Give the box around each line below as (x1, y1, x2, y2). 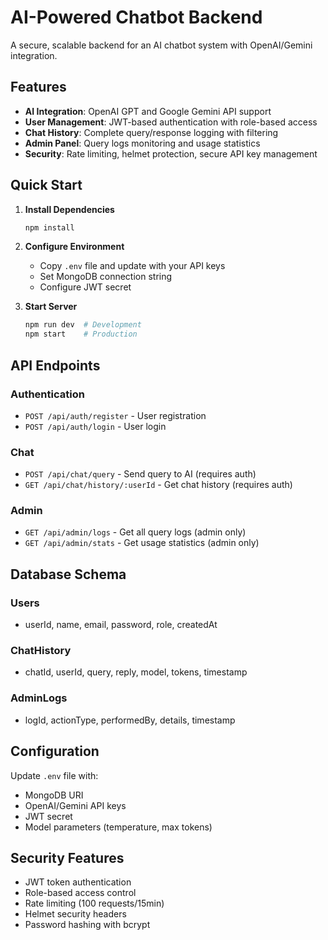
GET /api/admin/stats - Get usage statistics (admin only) (24, 537, 260, 549)
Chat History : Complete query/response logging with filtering (24, 126, 279, 138)
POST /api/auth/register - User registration (24, 409, 207, 421)
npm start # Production (24, 329, 138, 340)
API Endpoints (10, 357, 101, 374)
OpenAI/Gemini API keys (24, 799, 127, 811)
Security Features (10, 849, 125, 866)
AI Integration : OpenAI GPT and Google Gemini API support (24, 105, 272, 117)
